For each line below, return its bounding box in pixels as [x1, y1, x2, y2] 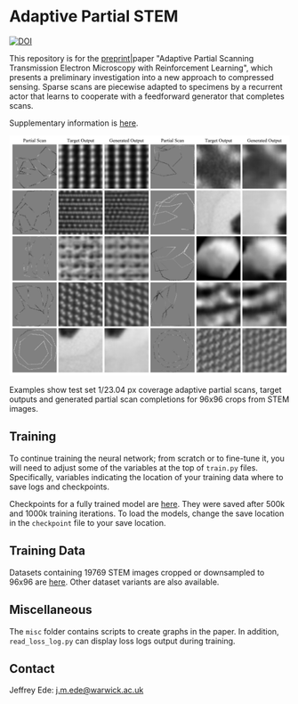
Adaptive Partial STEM [9, 6, 179, 27]
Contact [9, 661, 55, 676]
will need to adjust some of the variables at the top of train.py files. [9, 462, 258, 473]
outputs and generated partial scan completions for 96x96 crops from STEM [9, 394, 290, 405]
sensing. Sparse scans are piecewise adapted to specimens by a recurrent [9, 81, 283, 92]
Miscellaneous [9, 602, 93, 618]
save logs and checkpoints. [9, 481, 109, 492]
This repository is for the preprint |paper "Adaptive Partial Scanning [9, 53, 254, 63]
